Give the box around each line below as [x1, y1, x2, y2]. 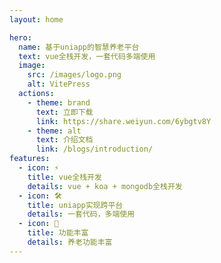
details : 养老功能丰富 [27, 237, 113, 247]
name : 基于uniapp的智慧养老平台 [18, 42, 140, 52]
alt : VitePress [27, 79, 91, 90]
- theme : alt [27, 126, 82, 136]
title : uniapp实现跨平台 [27, 200, 124, 210]
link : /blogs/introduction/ [35, 144, 154, 155]
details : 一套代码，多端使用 [27, 209, 136, 220]
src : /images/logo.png [27, 70, 122, 80]
